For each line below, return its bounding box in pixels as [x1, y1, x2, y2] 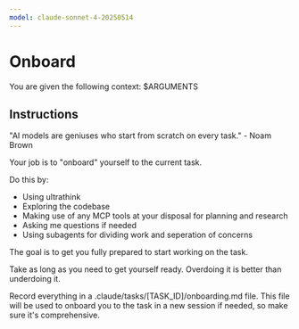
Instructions [9, 106, 79, 121]
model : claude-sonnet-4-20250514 [9, 12, 134, 22]
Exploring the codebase [21, 202, 111, 212]
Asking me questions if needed [21, 220, 137, 231]
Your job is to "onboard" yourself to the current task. [9, 157, 203, 168]
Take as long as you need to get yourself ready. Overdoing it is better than [9, 264, 282, 275]
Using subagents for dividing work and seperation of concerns [21, 229, 253, 241]
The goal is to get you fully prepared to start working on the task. [9, 247, 248, 258]
